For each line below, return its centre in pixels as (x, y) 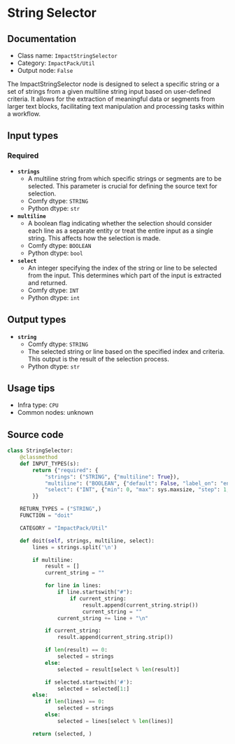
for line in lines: (73, 586)
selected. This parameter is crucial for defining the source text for (123, 186)
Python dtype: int (54, 297)
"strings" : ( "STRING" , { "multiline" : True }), (112, 477)
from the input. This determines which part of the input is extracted (124, 275)
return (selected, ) (62, 733)
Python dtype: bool (55, 253)
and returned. (48, 282)
